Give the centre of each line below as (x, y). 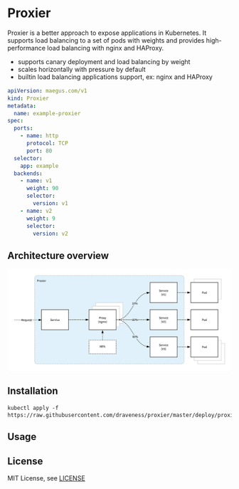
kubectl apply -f (33, 408)
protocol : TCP (47, 144)
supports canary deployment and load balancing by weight (104, 61)
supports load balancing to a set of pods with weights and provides (106, 40)
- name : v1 (36, 181)
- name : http (39, 136)
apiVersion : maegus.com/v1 (47, 90)
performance (27, 48)
